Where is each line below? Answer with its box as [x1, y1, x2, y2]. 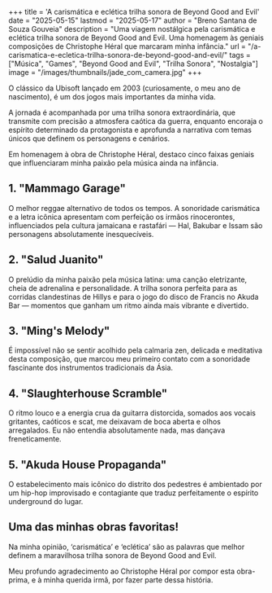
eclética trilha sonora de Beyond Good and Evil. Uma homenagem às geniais [8, 33, 264, 42]
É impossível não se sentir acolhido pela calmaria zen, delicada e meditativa [8, 345, 262, 355]
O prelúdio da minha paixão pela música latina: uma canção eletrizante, [8, 275, 248, 284]
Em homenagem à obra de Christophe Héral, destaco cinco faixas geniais [8, 150, 254, 159]
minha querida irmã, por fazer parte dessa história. [43, 574, 214, 585]
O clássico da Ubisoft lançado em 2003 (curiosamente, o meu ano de [8, 83, 241, 93]
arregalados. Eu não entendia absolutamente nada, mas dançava [8, 425, 226, 435]
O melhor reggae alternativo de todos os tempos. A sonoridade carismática [8, 203, 261, 213]
